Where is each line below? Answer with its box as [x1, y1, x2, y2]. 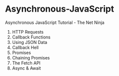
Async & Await [12, 65, 41, 71]
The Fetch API [12, 60, 41, 66]
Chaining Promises [12, 55, 50, 60]
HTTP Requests [12, 29, 44, 35]
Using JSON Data [12, 39, 48, 45]
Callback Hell [12, 44, 39, 50]
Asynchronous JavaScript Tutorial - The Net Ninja [5, 19, 104, 25]
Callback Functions [12, 34, 51, 40]
